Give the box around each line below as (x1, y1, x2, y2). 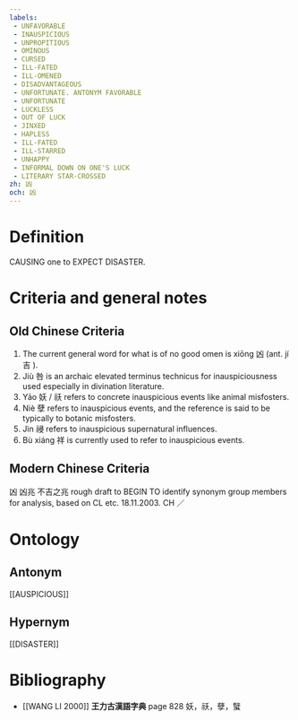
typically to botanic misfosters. (21, 412, 136, 423)
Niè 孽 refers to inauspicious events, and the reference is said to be (21, 403, 271, 413)
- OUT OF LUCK (13, 113, 66, 122)
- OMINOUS (13, 47, 50, 56)
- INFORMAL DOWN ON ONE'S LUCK (13, 163, 130, 172)
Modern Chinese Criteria (9, 461, 150, 476)
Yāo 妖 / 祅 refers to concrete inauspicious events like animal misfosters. (21, 391, 289, 402)
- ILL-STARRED (13, 146, 66, 155)
